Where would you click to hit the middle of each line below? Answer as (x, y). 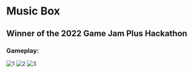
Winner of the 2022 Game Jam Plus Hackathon (97, 33)
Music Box (33, 11)
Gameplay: (23, 51)
